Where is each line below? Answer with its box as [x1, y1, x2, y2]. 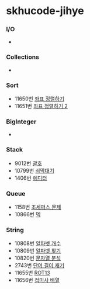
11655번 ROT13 [14, 269, 50, 277]
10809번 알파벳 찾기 [14, 247, 61, 254]
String [6, 226, 25, 234]
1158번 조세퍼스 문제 [14, 203, 61, 210]
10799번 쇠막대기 [14, 167, 54, 174]
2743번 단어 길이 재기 [14, 262, 65, 269]
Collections [6, 53, 40, 61]
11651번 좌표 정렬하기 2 [14, 103, 68, 110]
